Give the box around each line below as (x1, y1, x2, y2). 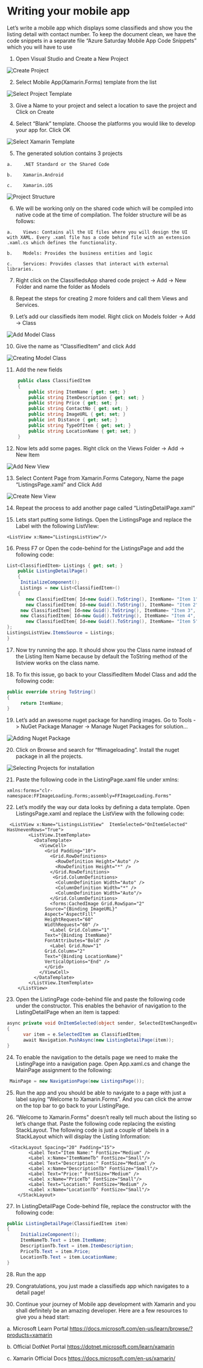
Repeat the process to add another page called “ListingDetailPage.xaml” (15, 504, 195, 511)
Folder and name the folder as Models (15, 283, 110, 290)
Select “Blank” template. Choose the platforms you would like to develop (15, 119, 196, 127)
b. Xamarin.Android (7, 172, 64, 178)
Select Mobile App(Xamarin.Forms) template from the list (15, 78, 157, 86)
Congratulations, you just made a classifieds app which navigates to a (15, 1282, 189, 1290)
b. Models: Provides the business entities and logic (7, 250, 153, 256)
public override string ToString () (7, 689, 96, 695)
